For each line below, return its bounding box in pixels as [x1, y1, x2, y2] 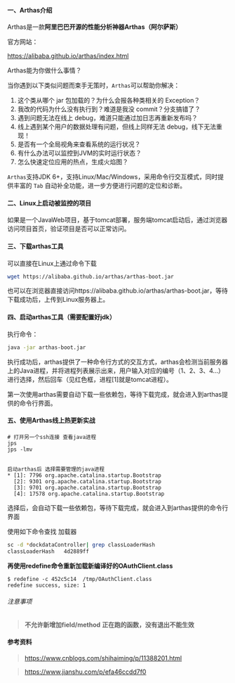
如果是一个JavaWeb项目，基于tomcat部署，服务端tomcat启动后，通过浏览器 [7, 216, 228, 224]
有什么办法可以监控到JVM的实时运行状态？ [17, 149, 142, 158]
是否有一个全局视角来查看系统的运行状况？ [17, 140, 141, 148]
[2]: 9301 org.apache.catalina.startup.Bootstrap [13, 478, 161, 485]
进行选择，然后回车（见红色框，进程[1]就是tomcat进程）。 [7, 375, 173, 383]
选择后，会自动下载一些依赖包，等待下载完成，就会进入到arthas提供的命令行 [7, 503, 229, 512]
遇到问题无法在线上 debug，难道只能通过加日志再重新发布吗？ [17, 114, 198, 122]
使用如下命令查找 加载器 [7, 527, 77, 535]
